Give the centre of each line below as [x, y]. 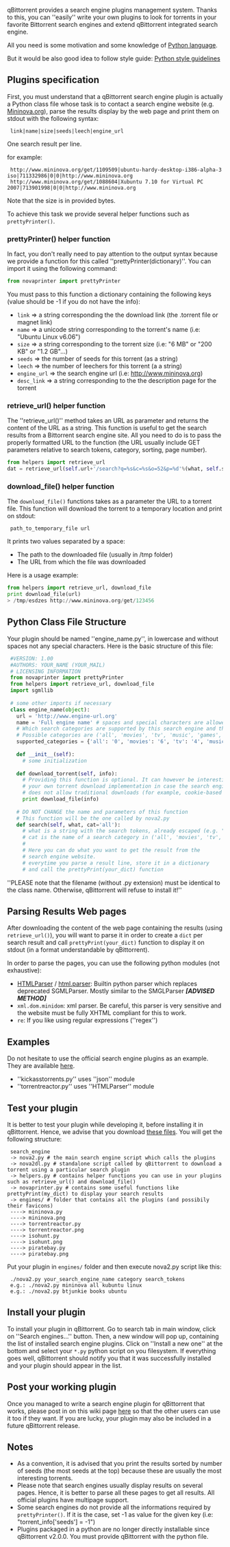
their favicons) [30, 1205]
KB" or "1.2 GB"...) [42, 351]
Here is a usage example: [43, 575]
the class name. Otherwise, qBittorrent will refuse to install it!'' [95, 890]
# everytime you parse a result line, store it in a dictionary [116, 863]
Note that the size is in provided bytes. [62, 200]
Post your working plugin [62, 1387]
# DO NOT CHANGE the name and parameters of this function [102, 812]
